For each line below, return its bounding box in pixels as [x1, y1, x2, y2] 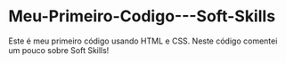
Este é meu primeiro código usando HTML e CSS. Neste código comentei [8, 35, 278, 46]
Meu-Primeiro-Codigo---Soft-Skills [8, 6, 276, 27]
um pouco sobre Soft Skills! [8, 44, 110, 55]
